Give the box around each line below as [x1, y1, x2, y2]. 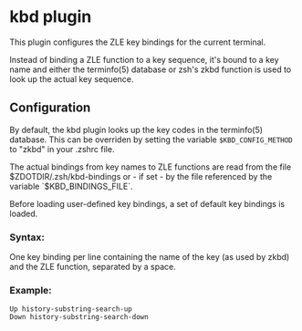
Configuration [9, 100, 91, 116]
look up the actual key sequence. [9, 73, 134, 84]
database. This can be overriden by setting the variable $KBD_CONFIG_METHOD [9, 134, 294, 145]
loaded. [9, 208, 38, 219]
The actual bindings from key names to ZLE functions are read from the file [9, 161, 292, 172]
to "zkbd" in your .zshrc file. [9, 143, 115, 154]
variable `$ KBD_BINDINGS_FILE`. [9, 181, 133, 191]
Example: [9, 284, 52, 296]
